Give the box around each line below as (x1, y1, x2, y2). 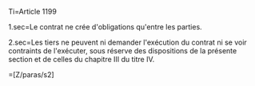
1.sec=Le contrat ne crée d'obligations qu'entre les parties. (8, 22, 202, 31)
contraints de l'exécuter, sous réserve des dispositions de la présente (8, 46, 237, 55)
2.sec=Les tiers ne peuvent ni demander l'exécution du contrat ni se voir (8, 37, 248, 47)
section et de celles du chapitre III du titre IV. (8, 55, 155, 64)
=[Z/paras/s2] (8, 70, 54, 79)
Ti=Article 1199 (8, 7, 58, 16)
